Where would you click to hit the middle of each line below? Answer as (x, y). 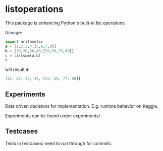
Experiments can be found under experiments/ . (54, 116)
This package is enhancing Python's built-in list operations (65, 23)
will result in (17, 70)
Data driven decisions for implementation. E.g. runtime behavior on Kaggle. (82, 106)
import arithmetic (24, 41)
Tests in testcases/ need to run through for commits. (59, 143)
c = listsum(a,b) (23, 56)
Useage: (14, 32)
